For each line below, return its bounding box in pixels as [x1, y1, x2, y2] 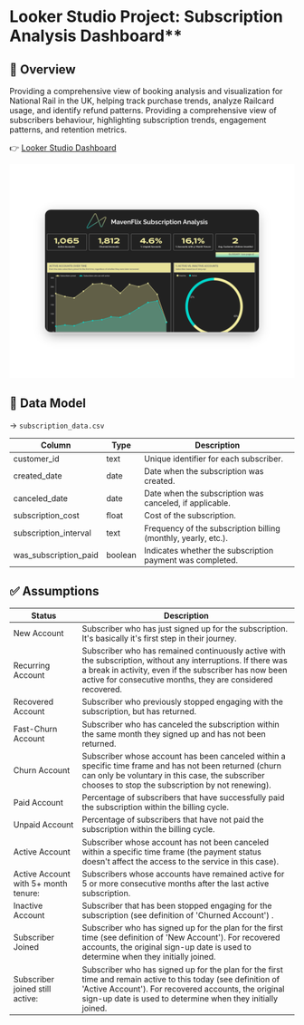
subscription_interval [13, 527, 92, 538]
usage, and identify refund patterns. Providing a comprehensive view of [9, 105, 278, 115]
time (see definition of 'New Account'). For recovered [81, 932, 280, 943]
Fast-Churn [13, 723, 58, 735]
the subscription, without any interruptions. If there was [81, 655, 288, 666]
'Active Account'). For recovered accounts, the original [81, 983, 285, 994]
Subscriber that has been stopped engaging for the [81, 900, 272, 912]
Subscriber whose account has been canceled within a [81, 750, 287, 761]
